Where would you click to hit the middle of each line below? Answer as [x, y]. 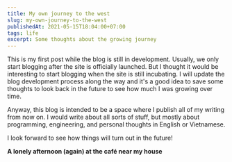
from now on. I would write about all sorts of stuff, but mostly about [103, 117]
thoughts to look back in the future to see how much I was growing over [110, 89]
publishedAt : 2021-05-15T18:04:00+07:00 [67, 26]
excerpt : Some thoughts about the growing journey [82, 40]
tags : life [23, 33]
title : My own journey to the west [59, 14]
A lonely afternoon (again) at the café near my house [85, 152]
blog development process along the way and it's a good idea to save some [115, 81]
